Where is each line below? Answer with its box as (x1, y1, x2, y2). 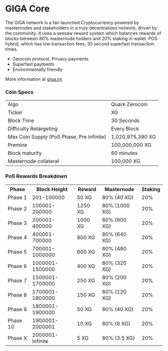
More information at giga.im (5, 76, 62, 82)
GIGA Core (5, 3, 50, 14)
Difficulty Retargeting (7, 125, 58, 132)
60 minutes (110, 149, 138, 156)
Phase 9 (7, 305, 27, 312)
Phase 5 (7, 248, 27, 255)
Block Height (36, 185, 68, 192)
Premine (7, 141, 27, 148)
